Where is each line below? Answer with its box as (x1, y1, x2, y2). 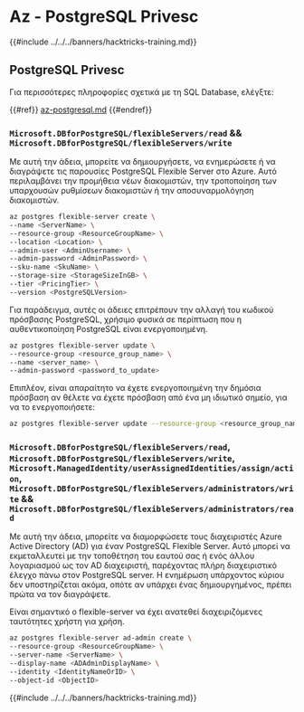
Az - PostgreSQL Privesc (9, 6, 199, 27)
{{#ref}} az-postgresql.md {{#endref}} (9, 104, 152, 115)
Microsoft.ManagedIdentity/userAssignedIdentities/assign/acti (9, 463, 294, 474)
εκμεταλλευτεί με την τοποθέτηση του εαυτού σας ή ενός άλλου (9, 550, 255, 562)
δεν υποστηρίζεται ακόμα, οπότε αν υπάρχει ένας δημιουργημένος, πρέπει (9, 579, 292, 590)
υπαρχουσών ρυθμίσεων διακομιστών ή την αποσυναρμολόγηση (9, 185, 255, 196)
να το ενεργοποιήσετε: (9, 402, 96, 413)
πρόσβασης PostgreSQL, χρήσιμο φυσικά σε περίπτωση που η (9, 314, 242, 325)
